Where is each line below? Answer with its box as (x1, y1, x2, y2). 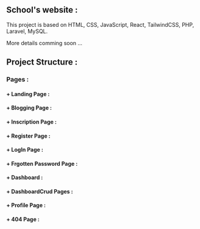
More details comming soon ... (6, 39, 83, 46)
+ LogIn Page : (6, 146, 44, 153)
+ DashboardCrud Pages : (6, 188, 73, 195)
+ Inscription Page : (6, 118, 57, 125)
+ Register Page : (6, 132, 51, 139)
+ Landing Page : (6, 90, 50, 97)
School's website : (6, 5, 78, 15)
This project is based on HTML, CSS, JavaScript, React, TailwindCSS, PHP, (6, 21, 195, 28)
